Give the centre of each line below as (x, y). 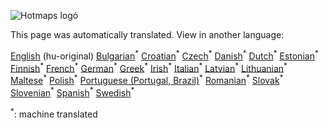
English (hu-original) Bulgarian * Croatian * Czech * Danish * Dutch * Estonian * (164, 55)
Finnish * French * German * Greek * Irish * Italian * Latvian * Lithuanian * (149, 67)
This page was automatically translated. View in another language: (147, 34)
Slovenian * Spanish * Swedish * (72, 92)
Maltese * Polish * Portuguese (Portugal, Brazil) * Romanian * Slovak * (147, 79)
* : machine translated (54, 113)
